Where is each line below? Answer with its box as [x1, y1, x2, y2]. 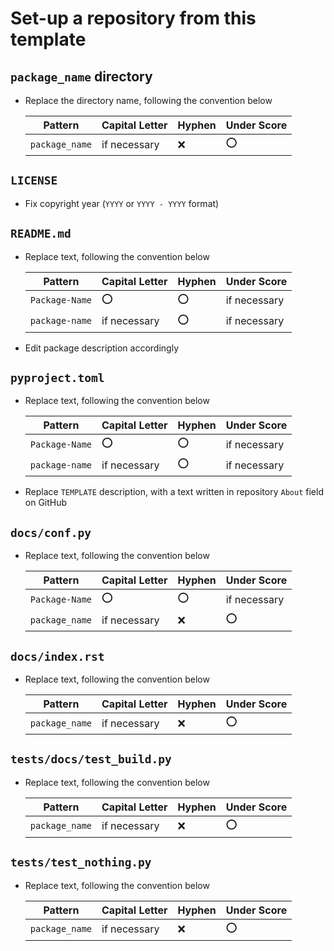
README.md [10, 227, 72, 241]
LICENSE [10, 173, 58, 188]
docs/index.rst [10, 649, 105, 664]
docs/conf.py [10, 525, 92, 540]
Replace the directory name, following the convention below [24, 95, 273, 106]
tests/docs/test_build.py [10, 752, 172, 767]
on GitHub [24, 497, 68, 509]
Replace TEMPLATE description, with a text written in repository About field [24, 486, 324, 498]
